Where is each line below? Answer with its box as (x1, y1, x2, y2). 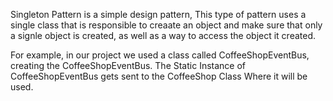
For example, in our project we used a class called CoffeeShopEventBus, (10, 49, 310, 61)
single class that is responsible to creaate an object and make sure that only (10, 19, 323, 31)
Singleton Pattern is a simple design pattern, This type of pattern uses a (10, 9, 307, 20)
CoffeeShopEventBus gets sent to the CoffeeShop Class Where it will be (10, 70, 308, 82)
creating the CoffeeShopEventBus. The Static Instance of (10, 60, 247, 71)
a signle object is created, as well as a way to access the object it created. (10, 30, 317, 41)
